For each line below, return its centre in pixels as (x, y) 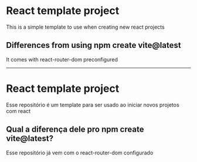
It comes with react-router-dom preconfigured (62, 59)
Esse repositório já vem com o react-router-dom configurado (80, 153)
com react (18, 111)
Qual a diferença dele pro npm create (75, 130)
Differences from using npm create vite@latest (94, 45)
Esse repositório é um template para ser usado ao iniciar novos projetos (93, 105)
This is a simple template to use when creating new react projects (86, 27)
